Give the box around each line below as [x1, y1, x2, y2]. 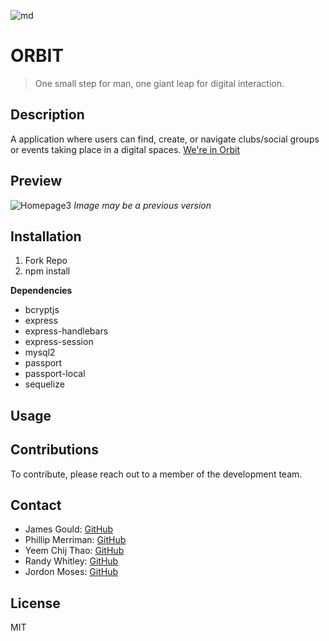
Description [10, 106, 85, 124]
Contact [10, 496, 62, 514]
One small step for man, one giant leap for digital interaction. [34, 77, 285, 89]
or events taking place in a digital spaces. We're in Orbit [10, 143, 240, 155]
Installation [10, 228, 82, 245]
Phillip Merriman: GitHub [24, 534, 127, 546]
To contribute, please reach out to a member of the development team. [10, 468, 303, 480]
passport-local [24, 368, 86, 380]
